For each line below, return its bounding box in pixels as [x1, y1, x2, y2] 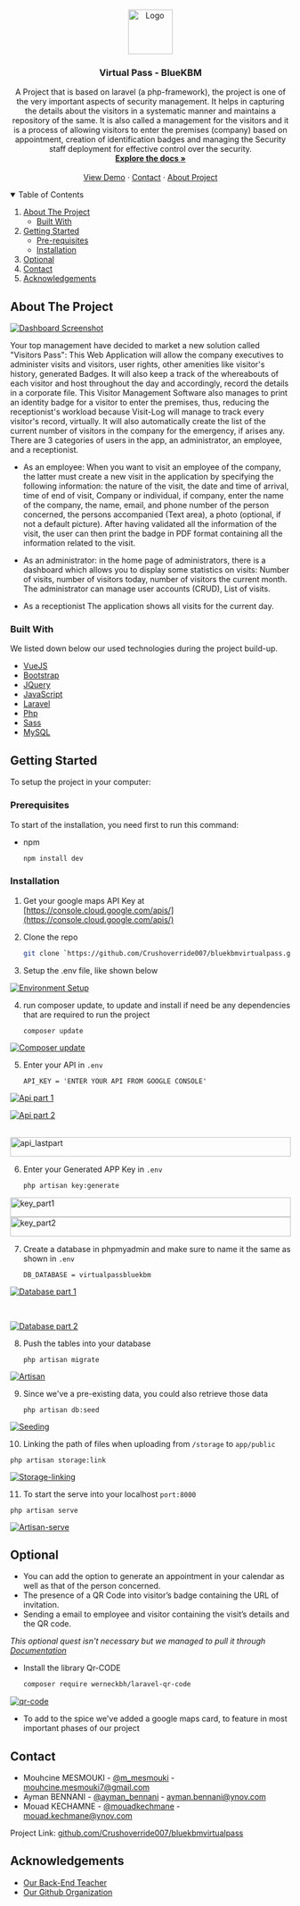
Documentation [10, 1645, 68, 1656]
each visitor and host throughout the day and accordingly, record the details [10, 378, 289, 389]
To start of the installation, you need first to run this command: [10, 819, 239, 830]
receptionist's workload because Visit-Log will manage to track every [10, 406, 265, 417]
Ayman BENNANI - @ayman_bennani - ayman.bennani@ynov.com [22, 1792, 266, 1802]
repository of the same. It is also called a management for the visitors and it [12, 115, 289, 126]
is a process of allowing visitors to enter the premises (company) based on [13, 125, 288, 136]
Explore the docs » [115, 153, 186, 164]
